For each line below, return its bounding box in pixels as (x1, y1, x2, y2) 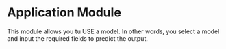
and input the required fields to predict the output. (7, 34, 149, 42)
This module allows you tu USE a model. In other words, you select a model (7, 27, 220, 35)
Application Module (7, 5, 122, 20)
